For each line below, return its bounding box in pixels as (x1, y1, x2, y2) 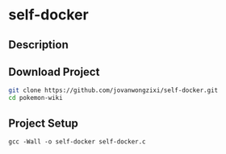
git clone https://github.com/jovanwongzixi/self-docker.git (8, 86, 219, 94)
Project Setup (8, 116, 79, 130)
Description (8, 38, 69, 52)
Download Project (8, 65, 100, 78)
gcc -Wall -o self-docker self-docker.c (8, 137, 147, 146)
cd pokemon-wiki (8, 94, 63, 102)
